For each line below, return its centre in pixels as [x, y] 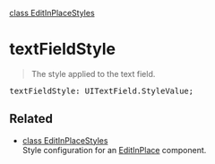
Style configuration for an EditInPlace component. [114, 150]
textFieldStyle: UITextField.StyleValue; [102, 91]
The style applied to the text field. [93, 73]
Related [31, 119]
